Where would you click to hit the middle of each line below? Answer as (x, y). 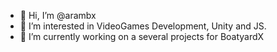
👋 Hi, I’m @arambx (58, 15)
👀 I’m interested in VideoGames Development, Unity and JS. (143, 26)
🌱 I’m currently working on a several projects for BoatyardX (142, 36)
